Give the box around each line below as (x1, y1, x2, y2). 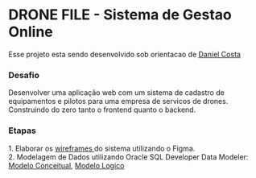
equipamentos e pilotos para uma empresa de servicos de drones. (8, 97, 229, 106)
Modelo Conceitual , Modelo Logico (8, 160, 125, 170)
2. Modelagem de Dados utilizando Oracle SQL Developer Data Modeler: (8, 151, 249, 162)
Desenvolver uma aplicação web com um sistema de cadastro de (8, 88, 225, 97)
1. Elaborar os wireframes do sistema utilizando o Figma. (8, 143, 196, 153)
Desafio (8, 69, 40, 81)
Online (8, 23, 54, 41)
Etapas (8, 125, 36, 136)
